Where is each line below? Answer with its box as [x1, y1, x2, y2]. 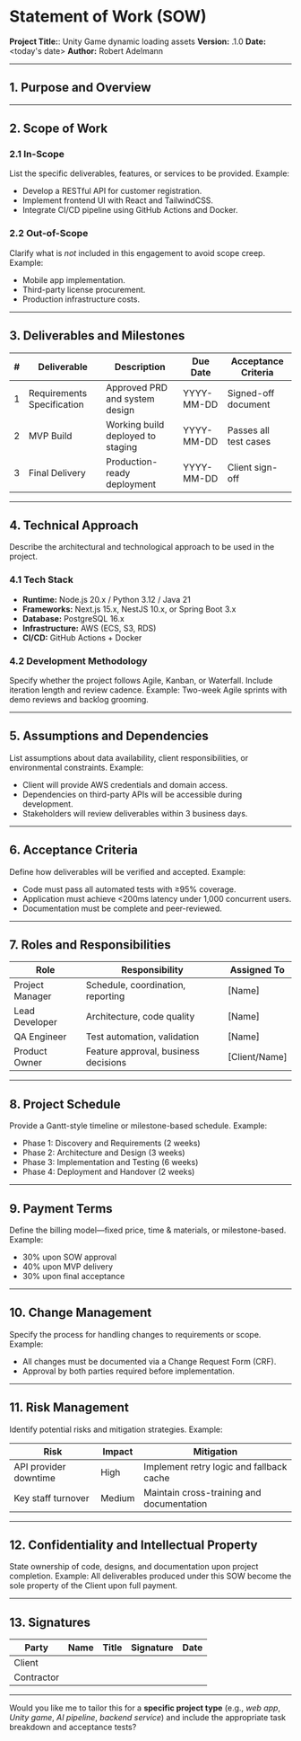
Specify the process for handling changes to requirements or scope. [9, 1329, 262, 1339]
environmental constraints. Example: [9, 762, 144, 773]
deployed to [106, 429, 157, 442]
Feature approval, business [85, 1045, 200, 1057]
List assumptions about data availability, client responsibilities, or [9, 752, 249, 763]
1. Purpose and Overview [9, 80, 151, 95]
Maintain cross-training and [142, 1486, 262, 1498]
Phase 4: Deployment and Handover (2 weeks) [21, 1166, 195, 1178]
